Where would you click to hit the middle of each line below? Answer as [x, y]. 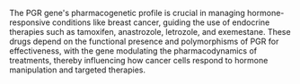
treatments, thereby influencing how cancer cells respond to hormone [139, 60]
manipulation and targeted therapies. [78, 70]
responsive [30, 22]
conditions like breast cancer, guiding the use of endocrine [161, 22]
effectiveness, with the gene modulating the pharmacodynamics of [133, 51]
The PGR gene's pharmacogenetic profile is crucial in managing [127, 13]
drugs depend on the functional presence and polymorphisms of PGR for [144, 41]
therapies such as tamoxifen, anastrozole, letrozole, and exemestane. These [150, 32]
